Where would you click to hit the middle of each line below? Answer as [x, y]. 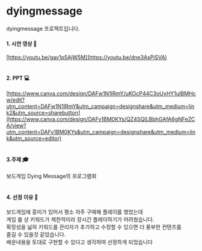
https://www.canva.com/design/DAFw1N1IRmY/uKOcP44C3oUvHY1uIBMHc [102, 94]
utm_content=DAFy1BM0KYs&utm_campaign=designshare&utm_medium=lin [101, 132]
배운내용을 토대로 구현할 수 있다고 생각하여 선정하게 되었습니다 [80, 242]
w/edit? [16, 100]
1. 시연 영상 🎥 [22, 43]
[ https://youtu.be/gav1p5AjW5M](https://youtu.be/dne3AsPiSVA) [87, 57]
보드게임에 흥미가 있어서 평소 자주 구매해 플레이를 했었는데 [75, 212]
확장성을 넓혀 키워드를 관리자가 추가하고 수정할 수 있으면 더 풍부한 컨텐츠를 [94, 227]
